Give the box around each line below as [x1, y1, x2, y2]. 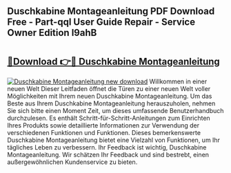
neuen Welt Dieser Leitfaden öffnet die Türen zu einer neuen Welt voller [7, 85, 211, 92]
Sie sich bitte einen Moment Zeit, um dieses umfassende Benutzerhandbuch [7, 107, 224, 114]
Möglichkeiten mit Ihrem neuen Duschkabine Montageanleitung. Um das [7, 92, 212, 100]
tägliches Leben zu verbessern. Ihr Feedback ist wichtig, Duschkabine [7, 143, 207, 151]
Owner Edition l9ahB [7, 27, 97, 39]
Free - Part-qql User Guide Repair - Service [7, 17, 195, 28]
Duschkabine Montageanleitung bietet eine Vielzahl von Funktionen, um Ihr [7, 136, 221, 144]
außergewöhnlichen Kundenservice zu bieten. [7, 158, 138, 166]
